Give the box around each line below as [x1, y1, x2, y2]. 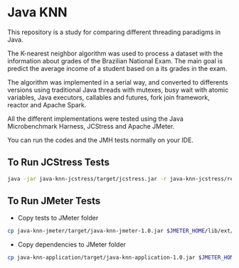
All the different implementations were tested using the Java [7, 114, 184, 123]
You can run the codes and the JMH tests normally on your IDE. [7, 136, 194, 144]
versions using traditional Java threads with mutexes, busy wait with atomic [7, 85, 229, 94]
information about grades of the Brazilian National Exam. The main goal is [7, 56, 223, 65]
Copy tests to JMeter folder [17, 214, 99, 223]
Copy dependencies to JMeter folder [17, 240, 127, 249]
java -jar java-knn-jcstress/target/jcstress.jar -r [7, 175, 167, 182]
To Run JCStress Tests [7, 156, 110, 168]
